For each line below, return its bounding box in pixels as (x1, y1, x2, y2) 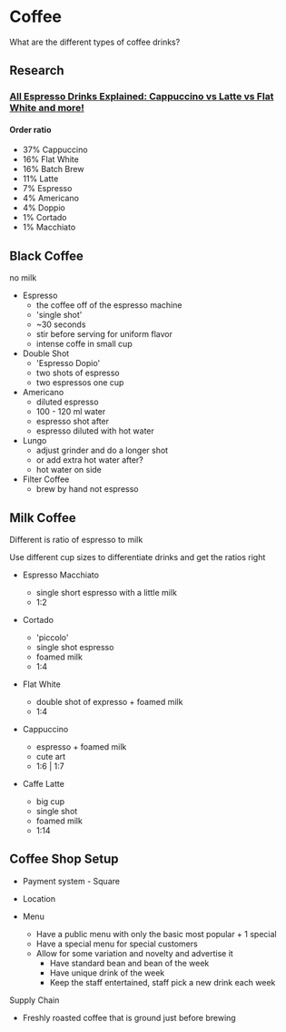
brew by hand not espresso (35, 484, 139, 495)
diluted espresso (35, 396, 99, 407)
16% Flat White (22, 154, 79, 165)
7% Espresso (22, 183, 73, 194)
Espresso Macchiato (22, 569, 100, 580)
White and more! (9, 102, 84, 115)
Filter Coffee (22, 474, 70, 485)
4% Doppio (22, 202, 65, 213)
